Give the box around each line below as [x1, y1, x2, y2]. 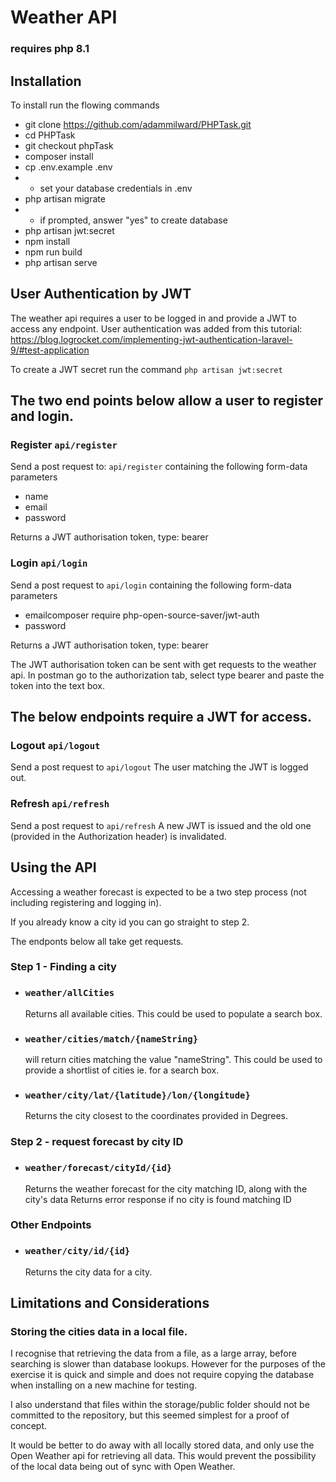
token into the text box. [10, 679, 106, 691]
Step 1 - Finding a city [10, 960, 117, 974]
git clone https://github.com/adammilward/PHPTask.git [24, 118, 252, 130]
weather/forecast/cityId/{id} [24, 1162, 173, 1174]
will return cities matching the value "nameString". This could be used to [24, 1054, 323, 1066]
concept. [10, 1420, 48, 1432]
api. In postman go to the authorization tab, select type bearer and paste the [10, 669, 325, 681]
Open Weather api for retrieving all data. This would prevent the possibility [10, 1450, 317, 1462]
